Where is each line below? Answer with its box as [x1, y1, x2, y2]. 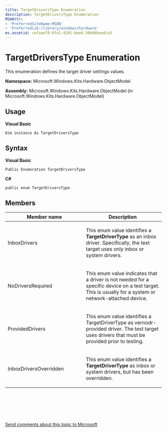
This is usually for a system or [86, 289, 156, 296]
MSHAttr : [5, 16, 23, 21]
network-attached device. [86, 295, 148, 302]
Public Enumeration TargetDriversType [5, 167, 85, 172]
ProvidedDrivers [7, 325, 46, 332]
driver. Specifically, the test [86, 239, 150, 246]
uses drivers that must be [86, 332, 146, 339]
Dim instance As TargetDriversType [5, 130, 79, 135]
